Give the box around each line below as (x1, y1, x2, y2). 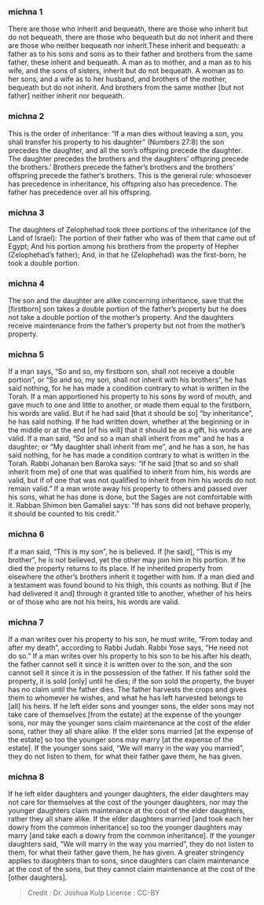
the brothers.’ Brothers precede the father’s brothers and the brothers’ (8, 162, 236, 172)
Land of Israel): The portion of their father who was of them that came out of (8, 233, 256, 243)
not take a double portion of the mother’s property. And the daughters (8, 313, 234, 322)
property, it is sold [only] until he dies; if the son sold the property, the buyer (8, 677, 255, 686)
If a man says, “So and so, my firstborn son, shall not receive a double (8, 367, 235, 376)
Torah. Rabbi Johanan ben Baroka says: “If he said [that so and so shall (8, 459, 239, 469)
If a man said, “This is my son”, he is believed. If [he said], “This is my (8, 547, 233, 556)
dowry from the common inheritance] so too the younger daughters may (8, 822, 243, 833)
